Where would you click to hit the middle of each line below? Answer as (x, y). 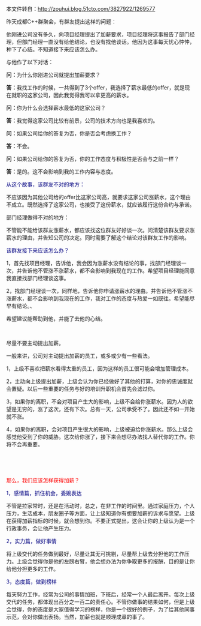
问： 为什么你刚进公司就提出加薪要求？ (53, 75)
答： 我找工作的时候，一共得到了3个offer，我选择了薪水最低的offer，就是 (96, 88)
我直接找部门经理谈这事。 (38, 278)
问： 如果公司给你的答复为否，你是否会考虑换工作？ (69, 133)
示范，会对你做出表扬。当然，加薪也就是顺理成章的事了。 (77, 617)
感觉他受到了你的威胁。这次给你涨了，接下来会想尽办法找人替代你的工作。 (98, 437)
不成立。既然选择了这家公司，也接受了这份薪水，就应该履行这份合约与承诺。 (100, 205)
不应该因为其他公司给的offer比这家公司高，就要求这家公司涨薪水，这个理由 (99, 197)
